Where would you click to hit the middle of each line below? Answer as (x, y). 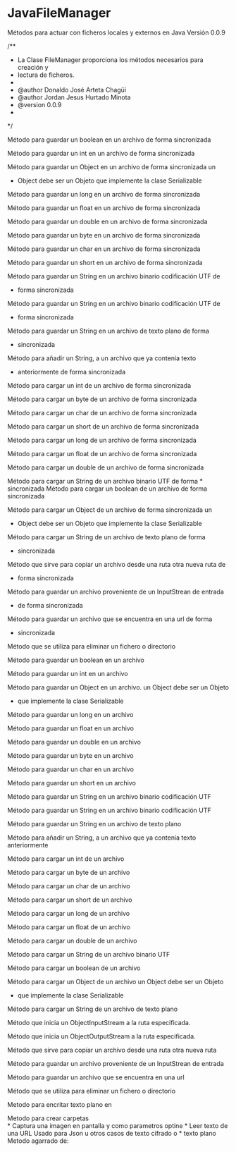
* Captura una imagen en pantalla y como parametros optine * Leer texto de (118, 1125)
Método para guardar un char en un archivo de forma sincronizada (104, 249)
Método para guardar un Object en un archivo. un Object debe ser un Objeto (118, 687)
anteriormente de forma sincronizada (72, 372)
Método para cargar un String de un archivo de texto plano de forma (106, 537)
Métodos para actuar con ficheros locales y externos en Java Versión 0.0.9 (116, 32)
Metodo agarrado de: (38, 1141)
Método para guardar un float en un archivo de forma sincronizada (104, 208)
